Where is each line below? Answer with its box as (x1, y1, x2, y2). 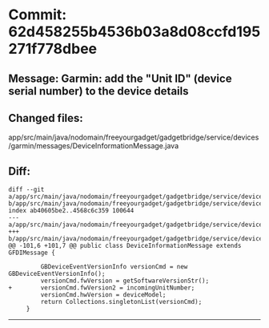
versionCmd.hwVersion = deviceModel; (40, 291, 167, 299)
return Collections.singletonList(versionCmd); (40, 298, 203, 306)
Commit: (8, 6, 67, 24)
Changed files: (8, 111, 84, 125)
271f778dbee (8, 40, 98, 58)
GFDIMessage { (8, 249, 56, 257)
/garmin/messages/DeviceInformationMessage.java (8, 141, 179, 151)
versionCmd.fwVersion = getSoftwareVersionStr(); (40, 277, 210, 285)
